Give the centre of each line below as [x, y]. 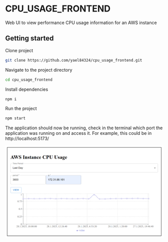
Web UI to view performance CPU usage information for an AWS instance [81, 23]
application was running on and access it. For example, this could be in [78, 133]
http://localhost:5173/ [27, 139]
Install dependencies [27, 89]
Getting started [30, 38]
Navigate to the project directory [39, 70]
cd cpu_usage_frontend [29, 80]
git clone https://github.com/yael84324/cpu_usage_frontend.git [74, 60]
